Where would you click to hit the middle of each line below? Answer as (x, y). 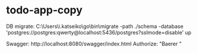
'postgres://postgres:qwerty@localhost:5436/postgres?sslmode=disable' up (99, 32)
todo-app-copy (44, 10)
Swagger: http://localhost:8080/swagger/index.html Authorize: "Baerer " (94, 44)
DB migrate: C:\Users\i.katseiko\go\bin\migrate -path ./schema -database (95, 26)
